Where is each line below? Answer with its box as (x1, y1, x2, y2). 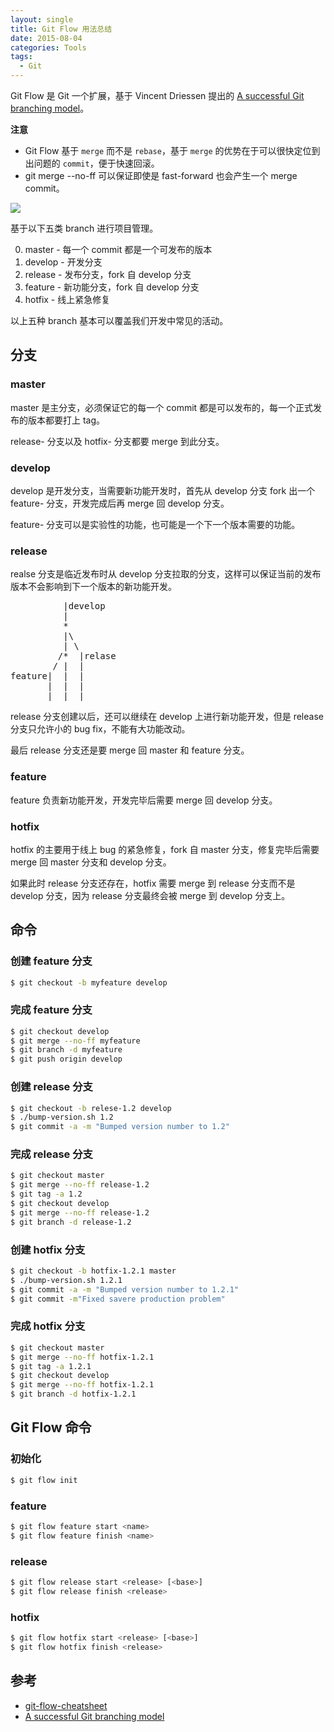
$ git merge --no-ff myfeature (10, 1036, 141, 1046)
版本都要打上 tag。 (27, 414, 106, 426)
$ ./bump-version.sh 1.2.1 (10, 1275, 123, 1285)
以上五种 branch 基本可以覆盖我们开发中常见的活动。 (10, 315, 229, 326)
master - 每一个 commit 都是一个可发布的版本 (24, 244, 213, 255)
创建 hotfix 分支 (10, 1242, 86, 1256)
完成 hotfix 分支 (10, 1319, 86, 1333)
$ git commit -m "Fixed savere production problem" (10, 1294, 226, 1304)
